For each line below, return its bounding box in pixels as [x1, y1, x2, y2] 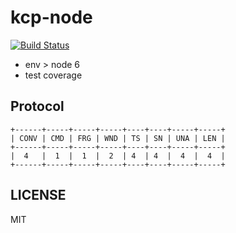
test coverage [24, 69, 83, 81]
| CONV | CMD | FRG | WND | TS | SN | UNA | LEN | [10, 133, 226, 143]
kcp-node [10, 6, 93, 29]
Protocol [10, 98, 65, 115]
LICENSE [10, 187, 67, 204]
